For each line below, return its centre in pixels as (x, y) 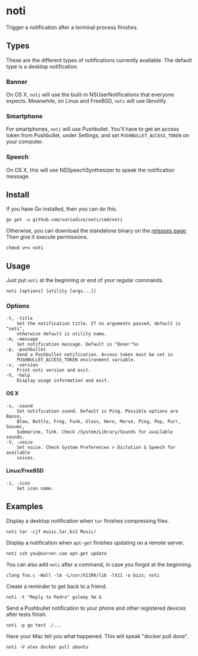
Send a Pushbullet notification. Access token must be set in (95, 354)
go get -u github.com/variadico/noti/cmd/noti (64, 220)
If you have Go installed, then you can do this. (62, 209)
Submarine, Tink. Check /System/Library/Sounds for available (95, 432)
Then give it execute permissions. (47, 237)
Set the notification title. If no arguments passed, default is (99, 324)
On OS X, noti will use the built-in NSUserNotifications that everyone (90, 95)
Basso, (14, 416)
